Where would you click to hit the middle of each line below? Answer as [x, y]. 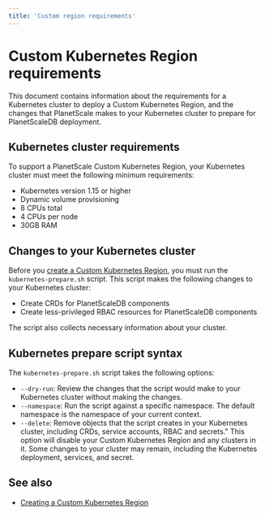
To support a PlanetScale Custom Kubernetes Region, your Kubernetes [127, 166]
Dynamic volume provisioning [70, 200]
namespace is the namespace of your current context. [111, 414]
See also [30, 483]
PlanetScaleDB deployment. [55, 122]
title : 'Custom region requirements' [72, 16]
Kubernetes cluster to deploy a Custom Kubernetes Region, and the [121, 104]
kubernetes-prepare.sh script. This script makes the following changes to [130, 279]
